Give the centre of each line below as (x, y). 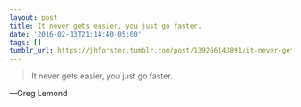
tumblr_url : (31, 51)
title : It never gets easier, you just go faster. (106, 26)
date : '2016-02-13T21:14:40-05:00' (76, 34)
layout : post (34, 17)
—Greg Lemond (39, 94)
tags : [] (26, 42)
